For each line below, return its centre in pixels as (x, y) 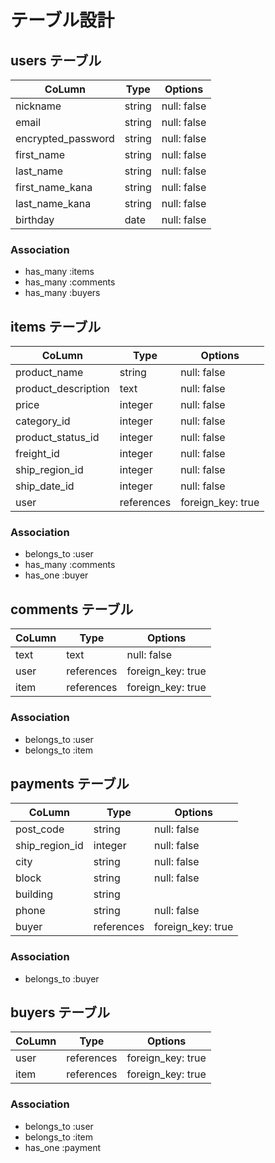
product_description (62, 389)
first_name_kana (54, 187)
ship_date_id (45, 486)
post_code (40, 829)
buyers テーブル (60, 1012)
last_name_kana (53, 203)
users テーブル (56, 60)
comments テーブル (72, 609)
